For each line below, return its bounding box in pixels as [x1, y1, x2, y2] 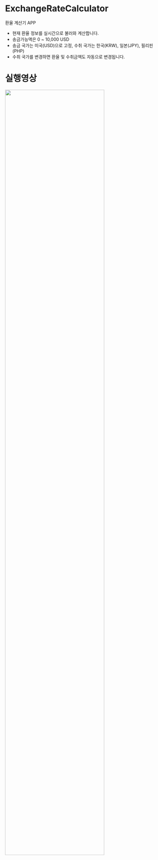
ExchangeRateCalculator [5, 3, 109, 14]
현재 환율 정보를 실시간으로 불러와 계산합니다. [12, 30, 99, 36]
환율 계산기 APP [5, 20, 36, 26]
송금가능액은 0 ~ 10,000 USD [12, 36, 70, 42]
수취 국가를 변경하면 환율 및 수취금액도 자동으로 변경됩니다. [12, 53, 125, 59]
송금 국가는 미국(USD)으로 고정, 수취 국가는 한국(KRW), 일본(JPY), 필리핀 [12, 42, 154, 48]
